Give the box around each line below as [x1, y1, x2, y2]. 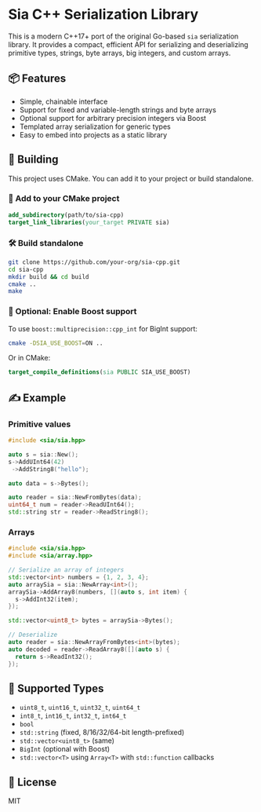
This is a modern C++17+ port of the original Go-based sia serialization [8, 31, 239, 41]
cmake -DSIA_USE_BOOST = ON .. [8, 339, 103, 347]
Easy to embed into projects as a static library [19, 130, 168, 139]
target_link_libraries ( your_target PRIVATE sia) [8, 218, 170, 226]
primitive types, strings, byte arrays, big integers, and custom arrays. [8, 48, 231, 57]
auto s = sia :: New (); [8, 450, 79, 459]
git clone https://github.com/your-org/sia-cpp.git [8, 258, 180, 266]
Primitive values [8, 419, 71, 430]
